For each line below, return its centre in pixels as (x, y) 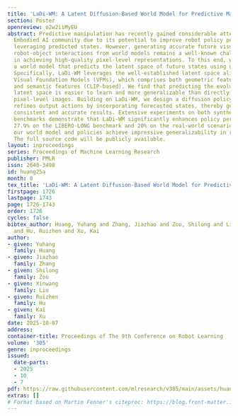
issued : (19, 356)
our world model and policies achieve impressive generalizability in (120, 132)
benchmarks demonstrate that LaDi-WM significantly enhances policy (117, 119)
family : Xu (30, 317)
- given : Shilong (33, 270)
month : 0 (20, 178)
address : (20, 330)
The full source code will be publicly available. (90, 139)
